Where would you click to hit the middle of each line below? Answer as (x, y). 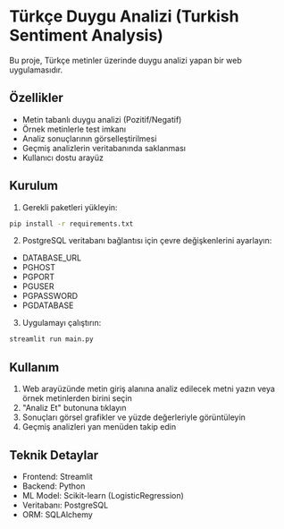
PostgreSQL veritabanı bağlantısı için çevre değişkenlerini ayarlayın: (147, 241)
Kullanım (34, 367)
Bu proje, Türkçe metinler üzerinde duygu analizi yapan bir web (126, 60)
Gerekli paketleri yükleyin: (70, 207)
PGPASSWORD (50, 296)
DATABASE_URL (52, 258)
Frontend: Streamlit (58, 476)
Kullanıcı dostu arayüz (63, 158)
